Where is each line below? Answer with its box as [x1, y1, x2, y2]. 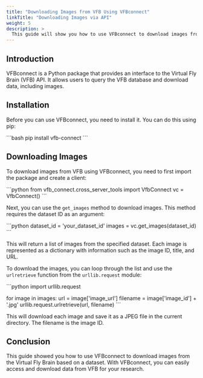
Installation [6, 100, 50, 111]
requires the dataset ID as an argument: [6, 210, 105, 217]
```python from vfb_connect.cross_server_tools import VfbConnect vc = [6, 185, 184, 193]
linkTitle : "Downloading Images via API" [6, 14, 112, 21]
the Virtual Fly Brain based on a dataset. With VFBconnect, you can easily [6, 359, 190, 366]
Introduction [6, 54, 54, 64]
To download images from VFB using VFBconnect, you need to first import [6, 167, 192, 175]
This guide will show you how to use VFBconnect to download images [11, 31, 188, 37]
